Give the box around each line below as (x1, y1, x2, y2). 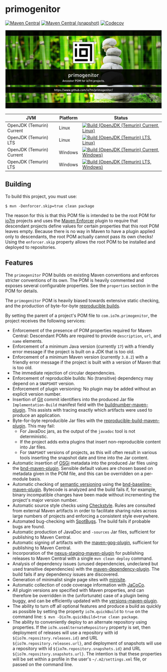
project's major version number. (12, 497, 78, 503)
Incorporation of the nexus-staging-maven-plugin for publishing (12, 550, 144, 556)
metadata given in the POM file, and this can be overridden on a (12, 470, 143, 476)
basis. (29, 475, 41, 482)
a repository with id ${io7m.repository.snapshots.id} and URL (12, 645, 141, 652)
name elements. (12, 338, 43, 344)
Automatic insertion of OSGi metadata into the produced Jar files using (12, 460, 158, 466)
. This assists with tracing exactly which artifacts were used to (25, 407, 153, 413)
